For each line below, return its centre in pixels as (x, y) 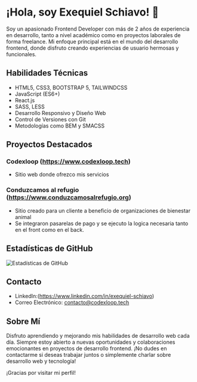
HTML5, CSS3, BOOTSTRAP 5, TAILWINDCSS (71, 87)
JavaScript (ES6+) (37, 94)
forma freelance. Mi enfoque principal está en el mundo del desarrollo (92, 41)
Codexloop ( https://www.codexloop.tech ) (68, 162)
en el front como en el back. (50, 229)
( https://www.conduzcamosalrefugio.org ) (69, 198)
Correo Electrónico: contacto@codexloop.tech (72, 302)
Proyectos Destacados (49, 145)
